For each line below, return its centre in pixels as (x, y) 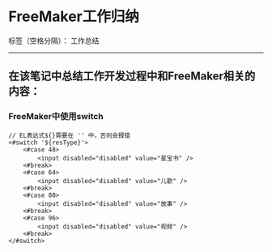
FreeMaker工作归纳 (74, 17)
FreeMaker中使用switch (56, 117)
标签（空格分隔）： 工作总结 (54, 41)
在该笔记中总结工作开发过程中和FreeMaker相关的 (132, 77)
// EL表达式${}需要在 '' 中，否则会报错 (70, 135)
